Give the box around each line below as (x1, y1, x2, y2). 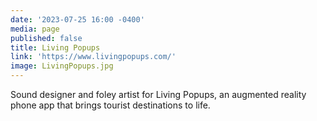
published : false (10, 33, 83, 43)
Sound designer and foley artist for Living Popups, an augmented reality (10, 89, 307, 100)
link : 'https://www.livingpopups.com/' (10, 52, 177, 62)
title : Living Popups (10, 42, 101, 53)
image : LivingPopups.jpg (10, 61, 114, 71)
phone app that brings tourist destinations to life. (10, 99, 211, 111)
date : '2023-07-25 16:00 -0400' (10, 14, 145, 25)
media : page (10, 24, 60, 34)
